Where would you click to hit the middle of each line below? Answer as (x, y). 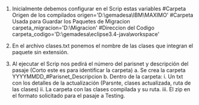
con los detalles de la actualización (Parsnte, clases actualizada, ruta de (101, 83)
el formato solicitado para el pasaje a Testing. (68, 96)
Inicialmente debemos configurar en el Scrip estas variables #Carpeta (99, 9)
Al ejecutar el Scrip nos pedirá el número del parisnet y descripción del (100, 64)
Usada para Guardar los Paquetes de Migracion (71, 21)
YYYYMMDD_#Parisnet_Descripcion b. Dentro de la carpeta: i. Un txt (97, 76)
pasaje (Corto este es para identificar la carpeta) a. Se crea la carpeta (99, 70)
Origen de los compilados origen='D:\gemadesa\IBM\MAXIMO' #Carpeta (103, 15)
